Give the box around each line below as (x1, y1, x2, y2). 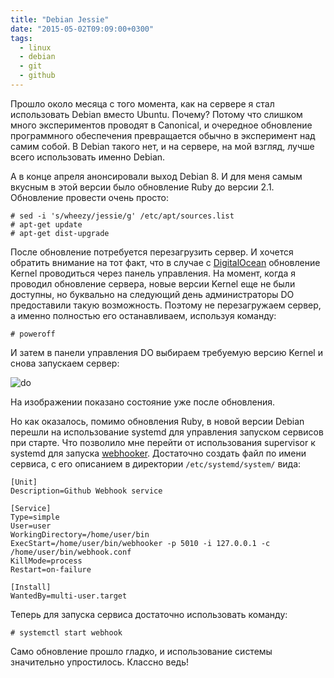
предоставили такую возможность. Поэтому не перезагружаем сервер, (10, 299, 322, 311)
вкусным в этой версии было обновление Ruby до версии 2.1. (10, 181, 275, 193)
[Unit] (10, 477, 38, 487)
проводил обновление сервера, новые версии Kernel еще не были (10, 277, 296, 290)
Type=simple (10, 512, 60, 522)
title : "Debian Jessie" (10, 14, 110, 25)
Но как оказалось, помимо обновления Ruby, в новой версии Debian (10, 415, 305, 427)
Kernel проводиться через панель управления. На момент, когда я (10, 267, 296, 279)
